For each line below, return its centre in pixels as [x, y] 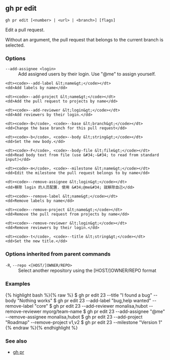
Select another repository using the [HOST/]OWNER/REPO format [87, 270]
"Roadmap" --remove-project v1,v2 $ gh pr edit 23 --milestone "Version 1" [84, 322]
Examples [18, 284]
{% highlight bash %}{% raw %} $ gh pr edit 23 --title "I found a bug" [79, 295]
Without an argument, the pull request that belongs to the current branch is [84, 39]
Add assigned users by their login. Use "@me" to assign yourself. [87, 74]
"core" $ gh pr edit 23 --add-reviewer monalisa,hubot [91, 306]
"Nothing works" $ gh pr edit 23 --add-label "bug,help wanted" [84, 300]
